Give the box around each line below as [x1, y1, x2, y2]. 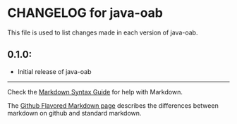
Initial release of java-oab [17, 67, 92, 75]
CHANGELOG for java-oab [7, 5, 164, 21]
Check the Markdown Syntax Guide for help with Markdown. [7, 87, 183, 96]
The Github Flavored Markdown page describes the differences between [7, 101, 219, 110]
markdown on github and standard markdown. [7, 108, 142, 117]
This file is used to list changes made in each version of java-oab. [7, 28, 198, 37]
